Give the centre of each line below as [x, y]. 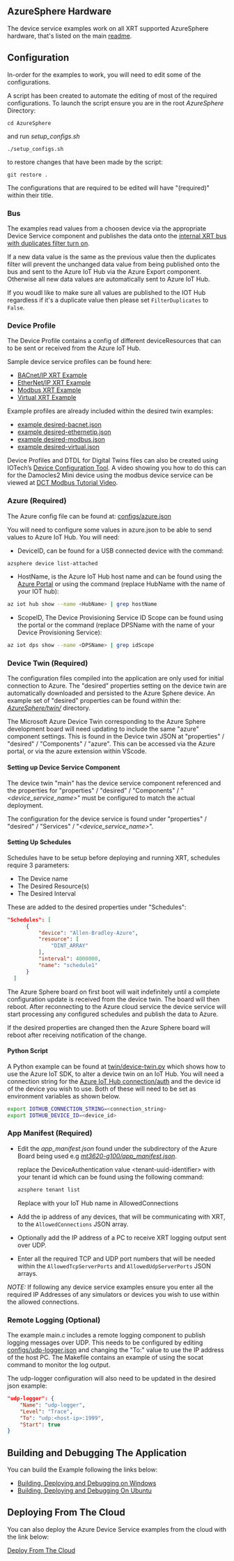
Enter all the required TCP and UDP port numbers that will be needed [116, 1258]
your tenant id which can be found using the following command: [110, 1177]
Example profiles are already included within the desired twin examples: [110, 411]
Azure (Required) [37, 501]
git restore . [28, 175]
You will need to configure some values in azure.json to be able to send [110, 530]
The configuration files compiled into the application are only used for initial [116, 678]
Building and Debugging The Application [97, 1453]
